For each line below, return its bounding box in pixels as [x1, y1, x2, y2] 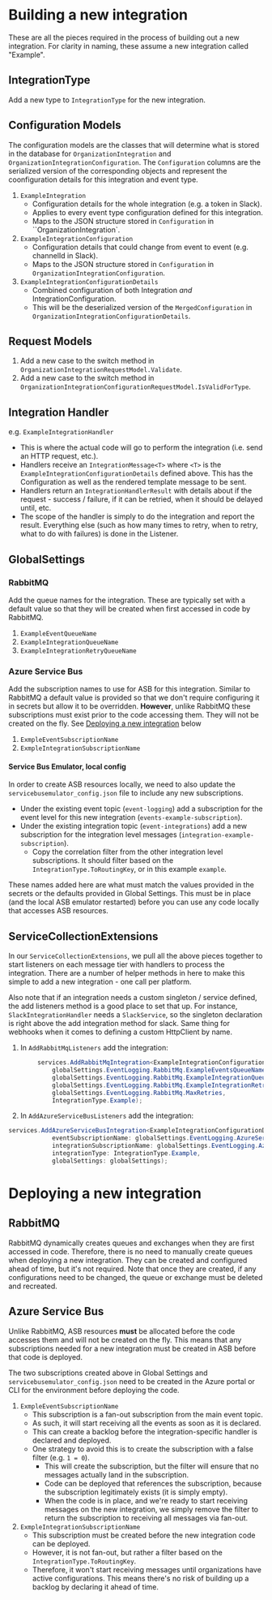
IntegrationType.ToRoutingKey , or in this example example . [32, 865, 227, 874]
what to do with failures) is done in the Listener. [19, 529, 179, 539]
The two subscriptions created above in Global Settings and [8, 1368, 208, 1378]
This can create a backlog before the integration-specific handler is [32, 1426, 257, 1436]
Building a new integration [8, 6, 189, 24]
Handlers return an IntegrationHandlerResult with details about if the [19, 485, 253, 496]
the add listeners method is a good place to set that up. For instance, [8, 1001, 238, 1011]
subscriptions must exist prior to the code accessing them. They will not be [8, 710, 259, 720]
